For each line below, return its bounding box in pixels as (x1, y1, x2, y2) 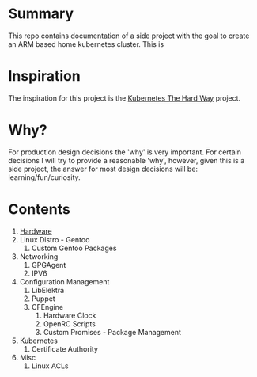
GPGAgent (31, 260, 66, 269)
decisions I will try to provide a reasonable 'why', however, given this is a (8, 155, 245, 165)
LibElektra (31, 285, 65, 295)
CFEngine (31, 302, 64, 311)
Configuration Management (19, 276, 110, 286)
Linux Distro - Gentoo (19, 234, 90, 244)
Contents (8, 200, 71, 218)
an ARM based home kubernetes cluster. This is (8, 39, 164, 48)
